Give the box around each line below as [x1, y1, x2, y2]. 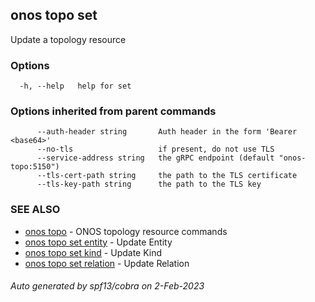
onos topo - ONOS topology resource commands [24, 225, 228, 237]
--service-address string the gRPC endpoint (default [36, 153, 275, 163]
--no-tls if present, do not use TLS [36, 144, 275, 155]
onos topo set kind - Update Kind [24, 246, 163, 258]
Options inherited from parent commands [10, 104, 217, 118]
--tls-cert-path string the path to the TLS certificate [36, 171, 298, 181]
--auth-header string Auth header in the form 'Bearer [36, 127, 298, 137]
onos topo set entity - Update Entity [24, 236, 173, 248]
